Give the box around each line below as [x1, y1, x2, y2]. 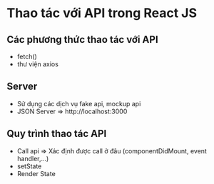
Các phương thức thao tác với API [6, 34, 158, 46]
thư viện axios [16, 60, 58, 68]
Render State [16, 169, 56, 178]
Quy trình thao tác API [6, 128, 107, 140]
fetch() [16, 52, 37, 61]
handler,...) [16, 154, 49, 163]
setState [16, 162, 42, 170]
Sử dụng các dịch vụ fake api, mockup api [16, 99, 141, 108]
